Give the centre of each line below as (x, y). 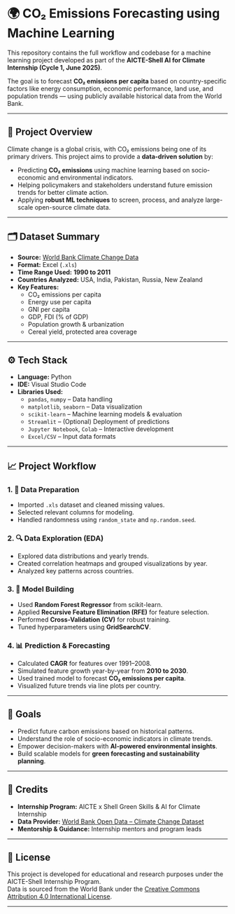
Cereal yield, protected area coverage (83, 332)
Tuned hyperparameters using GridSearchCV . (84, 627)
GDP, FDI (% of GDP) (58, 317)
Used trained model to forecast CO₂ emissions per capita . (101, 678)
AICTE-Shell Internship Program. (54, 882)
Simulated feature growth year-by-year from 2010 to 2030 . (103, 671)
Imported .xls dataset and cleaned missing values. (91, 505)
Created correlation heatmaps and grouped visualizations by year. (112, 564)
